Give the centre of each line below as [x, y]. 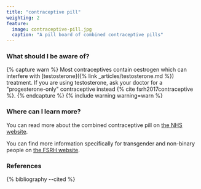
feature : [18, 23]
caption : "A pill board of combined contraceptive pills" [88, 35]
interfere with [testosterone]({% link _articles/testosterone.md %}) [90, 76]
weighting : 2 [23, 18]
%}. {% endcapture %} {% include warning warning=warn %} [85, 96]
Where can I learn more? [44, 112]
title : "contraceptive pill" [44, 12]
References [24, 166]
